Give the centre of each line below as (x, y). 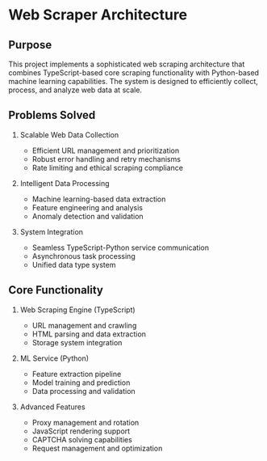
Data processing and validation (83, 391)
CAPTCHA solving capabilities (82, 439)
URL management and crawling (84, 325)
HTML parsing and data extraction (89, 334)
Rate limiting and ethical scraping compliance (108, 167)
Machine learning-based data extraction (99, 199)
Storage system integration (77, 342)
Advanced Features (53, 407)
